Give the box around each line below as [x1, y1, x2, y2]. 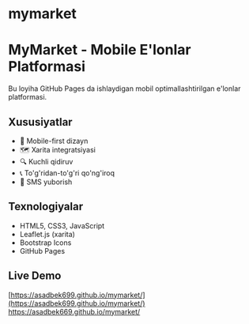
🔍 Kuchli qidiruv [19, 156, 74, 166]
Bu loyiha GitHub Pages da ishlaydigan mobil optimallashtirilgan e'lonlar [8, 84, 241, 93]
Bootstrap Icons [19, 238, 72, 247]
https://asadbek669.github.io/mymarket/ [8, 307, 141, 316]
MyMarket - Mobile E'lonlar [8, 41, 191, 59]
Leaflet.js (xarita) [19, 229, 75, 239]
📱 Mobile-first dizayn [19, 136, 89, 145]
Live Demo [8, 269, 62, 283]
